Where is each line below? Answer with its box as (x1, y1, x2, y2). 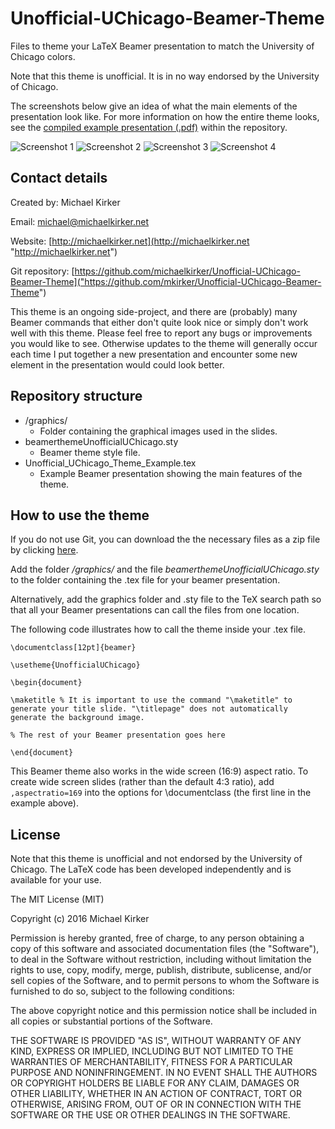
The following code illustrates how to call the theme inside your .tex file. (10, 623, 306, 636)
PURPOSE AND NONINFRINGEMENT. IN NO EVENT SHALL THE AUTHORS (10, 1067, 318, 1079)
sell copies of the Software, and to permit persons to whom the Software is (10, 975, 320, 987)
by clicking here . (10, 544, 79, 556)
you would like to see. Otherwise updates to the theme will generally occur (10, 337, 318, 349)
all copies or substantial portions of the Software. (10, 1015, 213, 1027)
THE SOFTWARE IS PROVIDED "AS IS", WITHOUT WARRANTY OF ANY (10, 1035, 302, 1047)
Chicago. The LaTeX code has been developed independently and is (10, 863, 292, 876)
